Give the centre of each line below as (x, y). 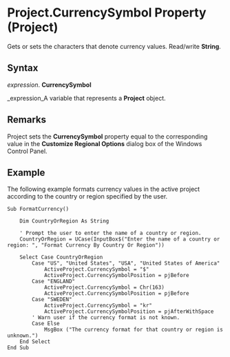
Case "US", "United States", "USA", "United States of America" (126, 263)
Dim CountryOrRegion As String (64, 221)
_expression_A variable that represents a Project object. (87, 98)
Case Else (46, 324)
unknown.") (23, 336)
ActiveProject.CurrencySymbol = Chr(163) (104, 287)
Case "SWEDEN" (52, 300)
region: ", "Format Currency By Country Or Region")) (86, 245)
